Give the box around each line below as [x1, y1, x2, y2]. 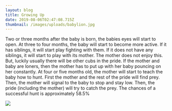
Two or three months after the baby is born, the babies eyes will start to [5, 36, 156, 42]
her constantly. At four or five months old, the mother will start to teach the [5, 69, 163, 75]
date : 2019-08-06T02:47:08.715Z [5, 17, 74, 22]
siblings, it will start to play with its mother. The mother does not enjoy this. [5, 52, 163, 59]
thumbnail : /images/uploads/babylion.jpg [5, 22, 95, 27]
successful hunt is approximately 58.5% [5, 90, 90, 97]
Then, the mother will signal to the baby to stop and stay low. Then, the [5, 80, 155, 86]
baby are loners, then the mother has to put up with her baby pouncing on [5, 63, 161, 69]
